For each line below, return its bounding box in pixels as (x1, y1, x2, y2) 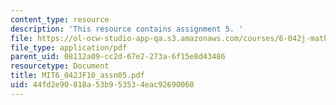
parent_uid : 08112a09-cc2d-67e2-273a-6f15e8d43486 (10, 52, 226, 62)
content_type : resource (10, 14, 110, 25)
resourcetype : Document (10, 61, 110, 71)
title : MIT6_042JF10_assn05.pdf (10, 71, 145, 81)
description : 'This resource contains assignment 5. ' (10, 24, 244, 34)
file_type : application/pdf (10, 42, 128, 53)
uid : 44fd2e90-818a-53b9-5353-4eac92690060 (10, 80, 195, 90)
